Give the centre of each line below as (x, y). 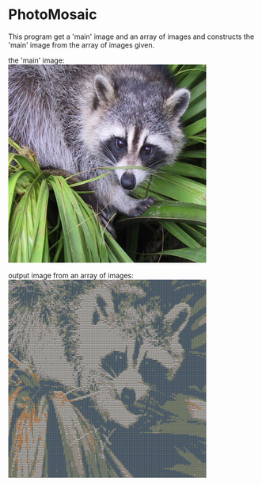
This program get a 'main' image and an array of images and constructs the (131, 36)
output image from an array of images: (71, 275)
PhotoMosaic (53, 15)
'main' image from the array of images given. (82, 44)
